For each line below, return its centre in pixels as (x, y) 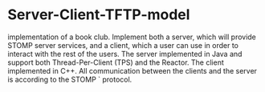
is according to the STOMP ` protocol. (70, 79)
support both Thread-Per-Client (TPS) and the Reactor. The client (116, 62)
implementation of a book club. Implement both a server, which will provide (132, 37)
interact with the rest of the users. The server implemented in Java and (125, 54)
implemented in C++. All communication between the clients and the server (132, 70)
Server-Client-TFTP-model (99, 15)
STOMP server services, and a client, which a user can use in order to (123, 45)
